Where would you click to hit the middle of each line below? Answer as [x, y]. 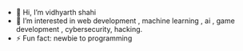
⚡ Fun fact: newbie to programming [74, 38]
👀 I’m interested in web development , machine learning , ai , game [125, 21]
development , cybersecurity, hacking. [79, 29]
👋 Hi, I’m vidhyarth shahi [56, 12]
